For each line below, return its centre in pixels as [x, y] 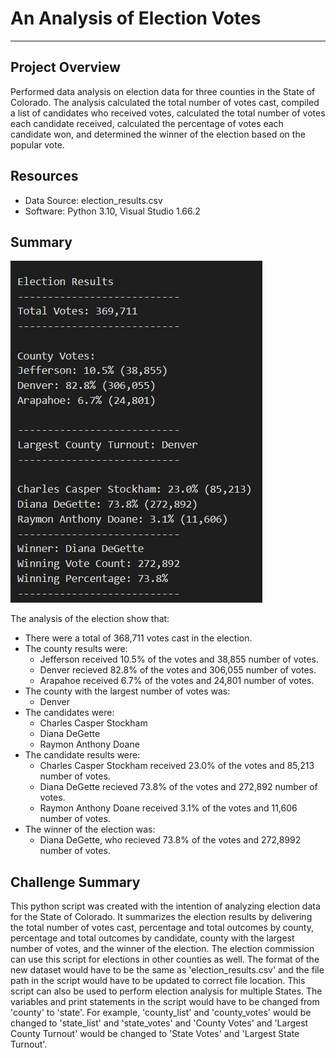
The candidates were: [69, 713]
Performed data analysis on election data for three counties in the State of [163, 91]
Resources [44, 176]
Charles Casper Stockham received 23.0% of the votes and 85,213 [177, 766]
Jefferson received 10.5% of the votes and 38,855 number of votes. [179, 659]
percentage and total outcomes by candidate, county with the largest [152, 938]
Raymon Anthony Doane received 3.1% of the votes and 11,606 [168, 808]
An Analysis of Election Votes [136, 18]
